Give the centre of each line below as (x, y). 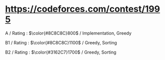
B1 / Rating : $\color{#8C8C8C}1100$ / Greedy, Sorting (61, 42)
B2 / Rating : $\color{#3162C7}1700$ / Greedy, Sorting (61, 52)
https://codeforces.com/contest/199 (82, 9)
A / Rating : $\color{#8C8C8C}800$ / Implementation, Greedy (68, 33)
